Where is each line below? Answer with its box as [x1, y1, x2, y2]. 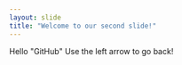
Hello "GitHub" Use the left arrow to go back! [9, 45, 174, 56]
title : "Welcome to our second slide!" [9, 21, 157, 30]
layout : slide [9, 12, 62, 22]
